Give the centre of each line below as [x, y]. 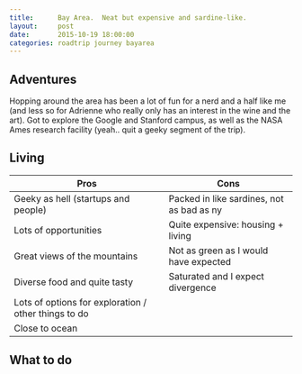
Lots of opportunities [58, 230]
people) [30, 210]
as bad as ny [195, 210]
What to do [41, 360]
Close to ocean [46, 328]
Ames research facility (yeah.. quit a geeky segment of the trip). [127, 130]
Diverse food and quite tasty [73, 282]
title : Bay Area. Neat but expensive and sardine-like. [128, 18]
